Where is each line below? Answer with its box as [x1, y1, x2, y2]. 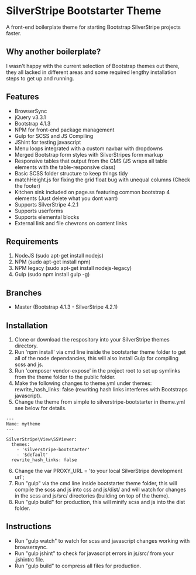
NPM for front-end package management [14, 126, 115, 133]
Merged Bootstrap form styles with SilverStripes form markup [14, 151, 163, 158]
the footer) [14, 182, 41, 189]
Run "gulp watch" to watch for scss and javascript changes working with [14, 537, 190, 544]
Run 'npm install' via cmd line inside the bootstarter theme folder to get [14, 349, 186, 356]
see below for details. [14, 405, 67, 411]
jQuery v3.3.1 [14, 113, 46, 121]
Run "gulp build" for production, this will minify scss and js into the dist [14, 499, 185, 505]
